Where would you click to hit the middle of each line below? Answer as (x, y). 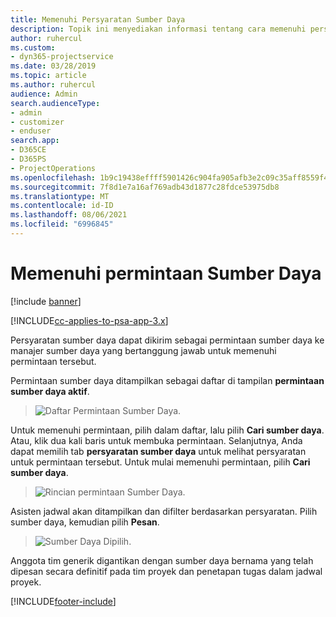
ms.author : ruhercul (53, 85)
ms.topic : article (48, 76)
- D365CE (28, 150)
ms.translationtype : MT (60, 196)
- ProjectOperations (53, 168)
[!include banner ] (46, 301)
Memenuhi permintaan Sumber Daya (166, 273)
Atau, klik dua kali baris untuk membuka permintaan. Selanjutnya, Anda (156, 440)
